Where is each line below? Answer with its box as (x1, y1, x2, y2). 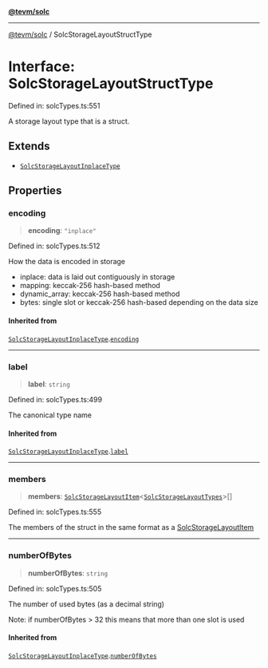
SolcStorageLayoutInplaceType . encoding (8, 334, 140, 343)
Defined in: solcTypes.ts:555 (8, 507, 102, 517)
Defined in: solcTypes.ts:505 (8, 583, 102, 593)
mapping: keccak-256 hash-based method (19, 281, 161, 291)
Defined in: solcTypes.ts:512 (8, 241, 101, 251)
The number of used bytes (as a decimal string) (8, 599, 165, 609)
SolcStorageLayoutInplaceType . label (8, 446, 129, 456)
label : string (27, 379, 70, 389)
